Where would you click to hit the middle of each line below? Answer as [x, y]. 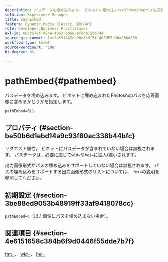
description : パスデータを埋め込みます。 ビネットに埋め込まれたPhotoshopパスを [81, 10]
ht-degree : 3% [20, 52]
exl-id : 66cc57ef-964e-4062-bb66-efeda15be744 [54, 33]
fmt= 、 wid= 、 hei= [25, 254]
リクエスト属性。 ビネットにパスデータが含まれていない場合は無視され [78, 149]
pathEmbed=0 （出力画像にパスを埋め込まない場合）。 [58, 216]
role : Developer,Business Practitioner [47, 29]
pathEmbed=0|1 [20, 111]
